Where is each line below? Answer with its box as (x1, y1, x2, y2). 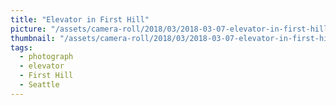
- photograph (19, 52, 74, 62)
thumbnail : (10, 33, 56, 43)
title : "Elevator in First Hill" (10, 14, 150, 25)
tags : (10, 42, 33, 53)
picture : (10, 24, 47, 34)
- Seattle (19, 80, 60, 90)
